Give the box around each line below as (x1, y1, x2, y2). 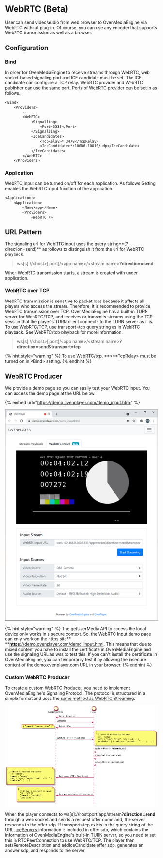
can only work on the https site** (5, 636, 71, 642)
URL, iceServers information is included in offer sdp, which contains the (5, 826, 148, 832)
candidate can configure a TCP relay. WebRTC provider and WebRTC (5, 79, 143, 85)
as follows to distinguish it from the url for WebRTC (42, 246, 144, 252)
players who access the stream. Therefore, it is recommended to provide (5, 303, 151, 309)
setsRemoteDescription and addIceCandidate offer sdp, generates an (5, 842, 144, 848)
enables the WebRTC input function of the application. (5, 185, 114, 191)
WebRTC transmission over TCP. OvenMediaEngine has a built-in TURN (5, 309, 148, 315)
